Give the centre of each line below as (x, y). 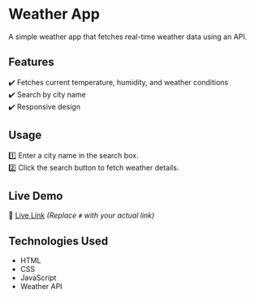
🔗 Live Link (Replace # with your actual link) (82, 215)
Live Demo (36, 196)
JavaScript (38, 278)
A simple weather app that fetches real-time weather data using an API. (128, 37)
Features (31, 62)
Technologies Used (58, 241)
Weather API (41, 287)
